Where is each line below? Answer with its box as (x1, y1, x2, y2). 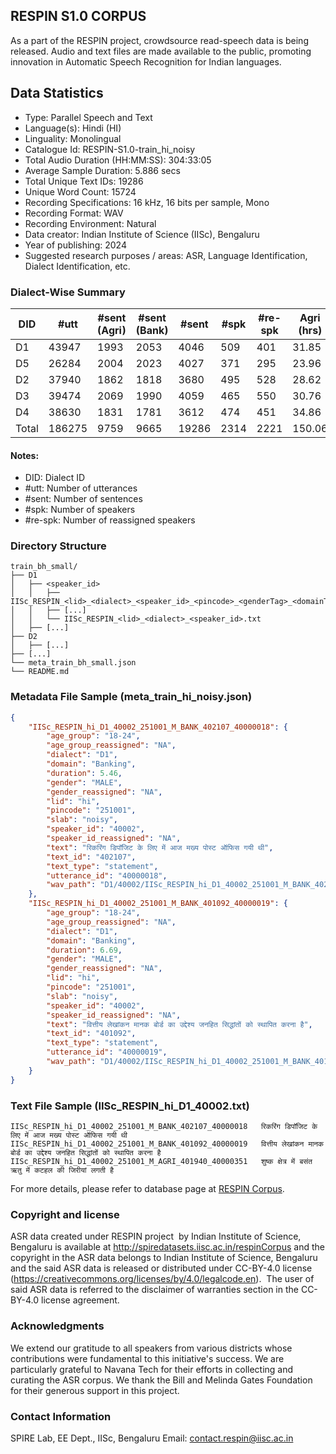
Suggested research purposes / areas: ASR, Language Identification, (24, 249, 308, 261)
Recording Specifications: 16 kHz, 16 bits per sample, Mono (24, 196, 270, 208)
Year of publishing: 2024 (24, 239, 127, 251)
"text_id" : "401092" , (46, 1029, 137, 1039)
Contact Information (10, 1409, 112, 1423)
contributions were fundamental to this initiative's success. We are (10, 1352, 285, 1364)
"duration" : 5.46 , (46, 768, 123, 778)
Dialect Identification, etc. (24, 260, 131, 272)
